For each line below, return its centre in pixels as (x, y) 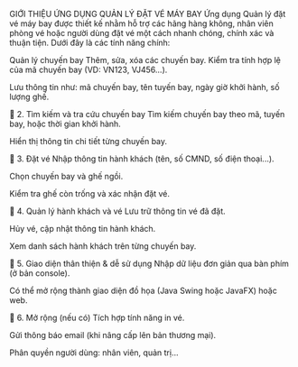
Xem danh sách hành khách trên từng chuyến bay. (103, 246)
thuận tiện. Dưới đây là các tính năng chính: (90, 42)
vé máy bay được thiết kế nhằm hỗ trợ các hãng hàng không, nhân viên (141, 23)
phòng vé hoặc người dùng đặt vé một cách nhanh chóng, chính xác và (142, 33)
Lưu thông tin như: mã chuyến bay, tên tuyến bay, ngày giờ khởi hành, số (144, 87)
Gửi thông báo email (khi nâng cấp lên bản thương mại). (113, 335)
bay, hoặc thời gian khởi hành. (65, 124)
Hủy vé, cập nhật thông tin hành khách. (83, 229)
